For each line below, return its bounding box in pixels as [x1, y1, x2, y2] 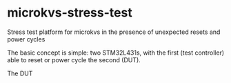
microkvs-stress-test [7, 5, 132, 21]
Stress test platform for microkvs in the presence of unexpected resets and [7, 28, 221, 36]
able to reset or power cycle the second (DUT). [7, 55, 141, 64]
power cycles [7, 35, 46, 43]
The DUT [7, 69, 33, 77]
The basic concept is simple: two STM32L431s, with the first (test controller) [7, 48, 225, 57]
